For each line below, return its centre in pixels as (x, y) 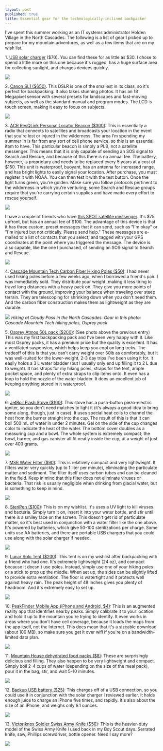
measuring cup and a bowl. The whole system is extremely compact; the (78, 433)
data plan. (29, 637)
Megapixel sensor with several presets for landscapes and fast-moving (76, 97)
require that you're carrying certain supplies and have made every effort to (80, 193)
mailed (12, 237)
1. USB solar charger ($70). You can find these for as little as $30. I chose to (81, 57)
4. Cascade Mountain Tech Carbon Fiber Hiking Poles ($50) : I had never (77, 271)
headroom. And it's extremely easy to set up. (50, 588)
